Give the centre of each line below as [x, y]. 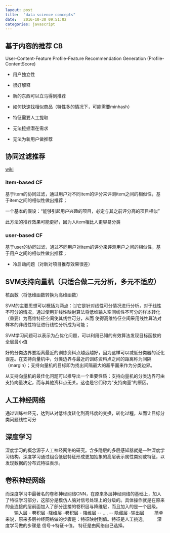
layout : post [19, 10]
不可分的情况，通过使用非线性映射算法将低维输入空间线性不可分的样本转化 [83, 312]
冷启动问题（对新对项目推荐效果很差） [52, 264]
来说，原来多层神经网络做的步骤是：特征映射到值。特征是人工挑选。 [76, 519]
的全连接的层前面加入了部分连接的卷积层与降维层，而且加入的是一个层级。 [83, 506]
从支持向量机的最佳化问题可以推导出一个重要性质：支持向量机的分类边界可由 [85, 376]
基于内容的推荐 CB [34, 46]
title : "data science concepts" [40, 15]
